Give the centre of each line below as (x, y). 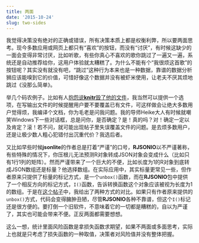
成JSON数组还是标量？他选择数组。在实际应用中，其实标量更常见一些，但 (96, 169)
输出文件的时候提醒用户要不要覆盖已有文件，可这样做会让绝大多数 (107, 105)
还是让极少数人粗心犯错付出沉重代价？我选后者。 (66, 135)
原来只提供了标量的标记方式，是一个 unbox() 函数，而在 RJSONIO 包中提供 (99, 177)
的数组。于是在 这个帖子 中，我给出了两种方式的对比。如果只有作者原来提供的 (99, 192)
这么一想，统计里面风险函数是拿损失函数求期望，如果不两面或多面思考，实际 (99, 227)
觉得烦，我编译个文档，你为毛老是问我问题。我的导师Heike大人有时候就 (99, 112)
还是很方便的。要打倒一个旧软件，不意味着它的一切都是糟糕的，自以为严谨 (97, 207)
